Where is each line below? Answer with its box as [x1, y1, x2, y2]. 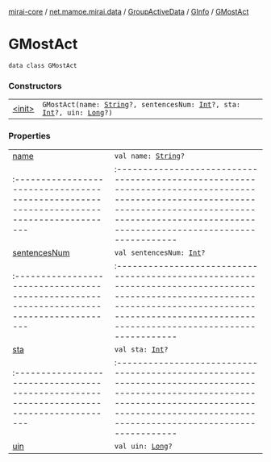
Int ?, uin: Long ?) [42, 108, 113, 118]
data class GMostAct [8, 61, 78, 69]
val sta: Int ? [114, 344, 169, 354]
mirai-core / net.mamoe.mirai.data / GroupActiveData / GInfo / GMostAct [8, 7, 249, 16]
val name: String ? [114, 151, 186, 160]
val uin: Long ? [114, 441, 173, 451]
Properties [8, 131, 51, 142]
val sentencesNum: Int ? [114, 248, 206, 257]
